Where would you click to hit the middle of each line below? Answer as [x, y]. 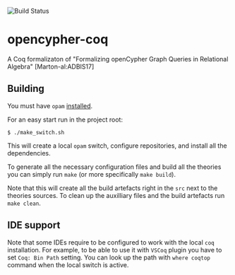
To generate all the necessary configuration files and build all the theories [114, 167]
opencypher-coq [58, 40]
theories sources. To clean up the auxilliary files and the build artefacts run [116, 195]
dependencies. [29, 153]
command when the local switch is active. [68, 264]
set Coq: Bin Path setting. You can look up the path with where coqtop [109, 257]
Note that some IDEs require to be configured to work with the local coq [111, 242]
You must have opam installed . [50, 105]
